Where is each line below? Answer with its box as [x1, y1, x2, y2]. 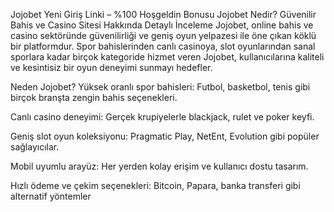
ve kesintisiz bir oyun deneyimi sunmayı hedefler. [10, 62, 213, 73]
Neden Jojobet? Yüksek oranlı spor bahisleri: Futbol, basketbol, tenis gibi [10, 81, 311, 93]
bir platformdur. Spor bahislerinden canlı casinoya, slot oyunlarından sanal [10, 40, 316, 52]
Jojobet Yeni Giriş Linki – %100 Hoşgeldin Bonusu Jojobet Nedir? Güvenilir [10, 9, 317, 20]
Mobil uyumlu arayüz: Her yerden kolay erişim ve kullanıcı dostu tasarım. [10, 160, 309, 172]
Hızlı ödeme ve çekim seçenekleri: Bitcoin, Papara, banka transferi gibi [10, 180, 301, 191]
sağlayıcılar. [10, 141, 60, 153]
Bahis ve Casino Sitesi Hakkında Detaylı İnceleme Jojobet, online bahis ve [10, 19, 314, 31]
